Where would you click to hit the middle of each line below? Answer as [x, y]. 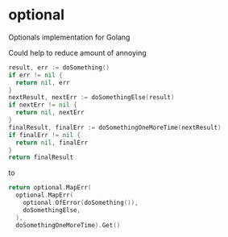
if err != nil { [35, 75]
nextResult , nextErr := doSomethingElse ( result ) [91, 98]
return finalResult [41, 158]
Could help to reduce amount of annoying [77, 52]
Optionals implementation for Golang [69, 37]
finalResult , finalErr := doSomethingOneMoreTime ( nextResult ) [115, 127]
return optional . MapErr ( [50, 188]
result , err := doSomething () [59, 67]
